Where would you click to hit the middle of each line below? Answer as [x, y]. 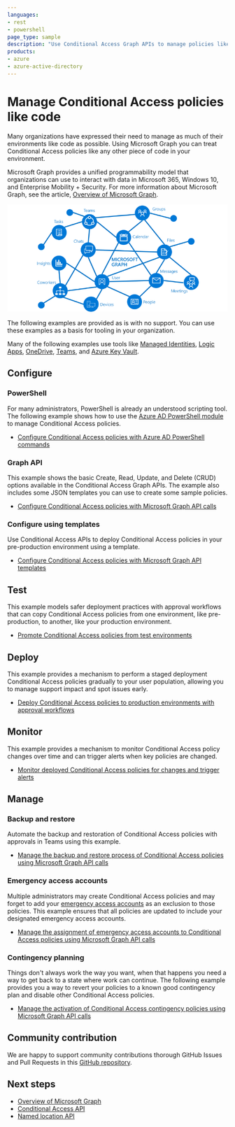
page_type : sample [34, 37]
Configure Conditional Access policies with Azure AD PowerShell [111, 437]
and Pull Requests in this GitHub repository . [70, 1062]
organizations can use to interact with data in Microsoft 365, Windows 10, [113, 179]
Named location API [46, 1116]
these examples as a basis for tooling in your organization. [91, 331]
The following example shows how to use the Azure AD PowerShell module [115, 416]
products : [22, 52]
